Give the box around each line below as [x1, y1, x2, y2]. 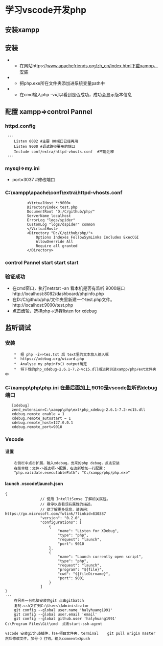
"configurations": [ [40, 520, 82, 525]
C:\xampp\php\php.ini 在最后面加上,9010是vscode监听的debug [5, 384, 158, 391]
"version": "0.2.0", [40, 516, 82, 521]
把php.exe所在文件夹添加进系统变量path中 [19, 81, 105, 86]
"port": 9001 [57, 576, 84, 581]
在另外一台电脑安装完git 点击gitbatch [14, 598, 84, 603]
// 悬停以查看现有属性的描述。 [40, 502, 94, 507]
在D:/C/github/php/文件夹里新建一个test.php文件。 [12, 296, 115, 302]
